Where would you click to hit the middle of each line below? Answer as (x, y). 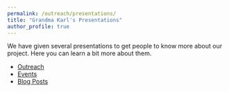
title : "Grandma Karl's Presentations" (65, 20)
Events (27, 74)
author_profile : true (39, 26)
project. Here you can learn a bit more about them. (79, 53)
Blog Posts (33, 82)
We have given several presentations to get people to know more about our (115, 46)
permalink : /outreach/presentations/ (62, 13)
